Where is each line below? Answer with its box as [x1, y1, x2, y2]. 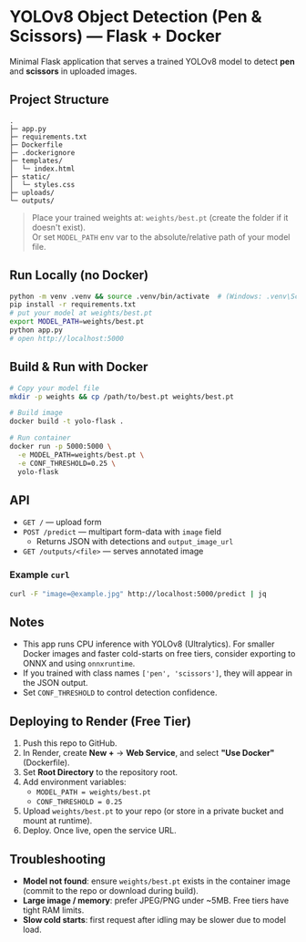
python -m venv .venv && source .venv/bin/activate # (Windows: [9, 292, 262, 301]
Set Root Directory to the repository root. [22, 767, 178, 778]
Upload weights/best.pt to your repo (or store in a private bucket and [22, 805, 284, 817]
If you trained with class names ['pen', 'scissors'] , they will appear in [22, 668, 293, 678]
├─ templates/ [9, 156, 64, 165]
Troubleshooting [9, 851, 107, 867]
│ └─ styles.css [9, 180, 76, 189]
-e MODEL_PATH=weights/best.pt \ [17, 450, 145, 460]
